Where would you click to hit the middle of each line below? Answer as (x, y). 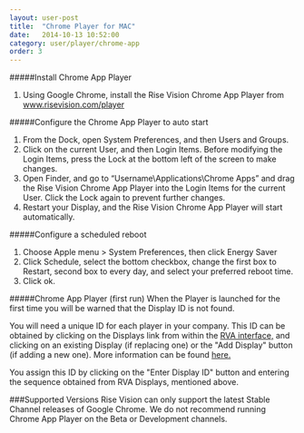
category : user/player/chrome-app (75, 43)
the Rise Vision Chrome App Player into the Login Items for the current (154, 188)
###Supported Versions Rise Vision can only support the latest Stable (140, 399)
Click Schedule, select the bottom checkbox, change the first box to (149, 262)
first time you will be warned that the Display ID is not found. (122, 309)
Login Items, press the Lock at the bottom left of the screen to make (149, 159)
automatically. (49, 217)
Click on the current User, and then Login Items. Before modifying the (152, 150)
